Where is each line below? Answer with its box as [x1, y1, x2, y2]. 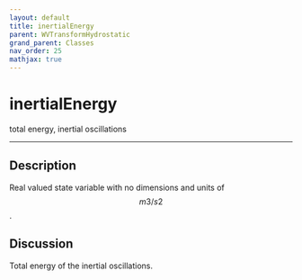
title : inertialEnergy [9, 22, 94, 31]
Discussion [9, 236, 74, 252]
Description [9, 158, 76, 174]
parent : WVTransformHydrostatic [9, 30, 130, 39]
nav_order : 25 [9, 47, 63, 56]
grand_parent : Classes [9, 38, 94, 48]
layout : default [9, 13, 70, 23]
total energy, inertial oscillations [9, 123, 128, 134]
